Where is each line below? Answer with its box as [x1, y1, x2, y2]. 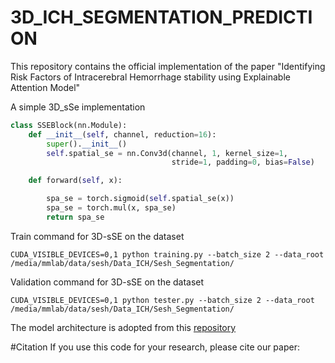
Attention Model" [10, 81, 81, 93]
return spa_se [46, 212, 105, 222]
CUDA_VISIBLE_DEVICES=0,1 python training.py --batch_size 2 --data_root [10, 249, 325, 260]
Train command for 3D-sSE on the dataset [10, 230, 185, 242]
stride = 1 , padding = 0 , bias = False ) [171, 157, 315, 168]
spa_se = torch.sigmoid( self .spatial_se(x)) [46, 194, 235, 204]
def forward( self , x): [28, 176, 123, 186]
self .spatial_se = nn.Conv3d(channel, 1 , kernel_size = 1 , [46, 148, 288, 158]
